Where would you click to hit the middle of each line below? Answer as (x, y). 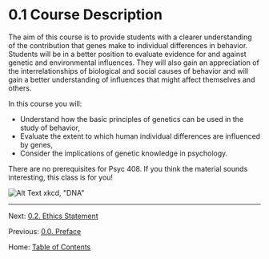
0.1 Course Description (85, 15)
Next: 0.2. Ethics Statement (53, 216)
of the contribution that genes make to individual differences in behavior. (128, 45)
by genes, (36, 144)
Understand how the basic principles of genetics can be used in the (132, 119)
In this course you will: (45, 103)
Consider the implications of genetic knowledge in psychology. (124, 153)
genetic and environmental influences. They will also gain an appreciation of (134, 63)
